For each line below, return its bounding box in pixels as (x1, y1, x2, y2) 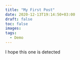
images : (5, 26, 22, 31)
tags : (5, 30, 17, 35)
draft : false (5, 16, 33, 21)
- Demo (10, 35, 24, 40)
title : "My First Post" (5, 7, 55, 12)
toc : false (5, 21, 28, 26)
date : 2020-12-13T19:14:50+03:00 (5, 12, 75, 17)
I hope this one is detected (5, 48, 60, 55)
